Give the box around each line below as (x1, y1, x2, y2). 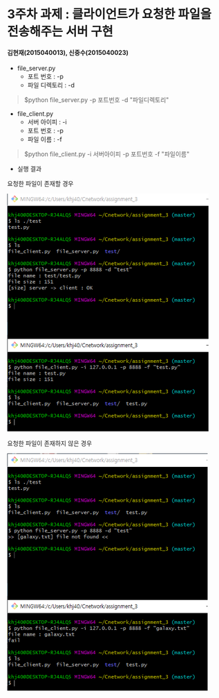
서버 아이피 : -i (27, 118, 67, 126)
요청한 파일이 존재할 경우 (7, 180, 74, 188)
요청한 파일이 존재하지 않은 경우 (7, 439, 93, 448)
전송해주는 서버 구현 (7, 24, 114, 40)
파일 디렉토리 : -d (27, 81, 75, 90)
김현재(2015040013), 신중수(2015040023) (7, 48, 129, 56)
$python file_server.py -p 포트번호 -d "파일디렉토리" (23, 96, 169, 104)
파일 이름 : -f (27, 135, 62, 144)
